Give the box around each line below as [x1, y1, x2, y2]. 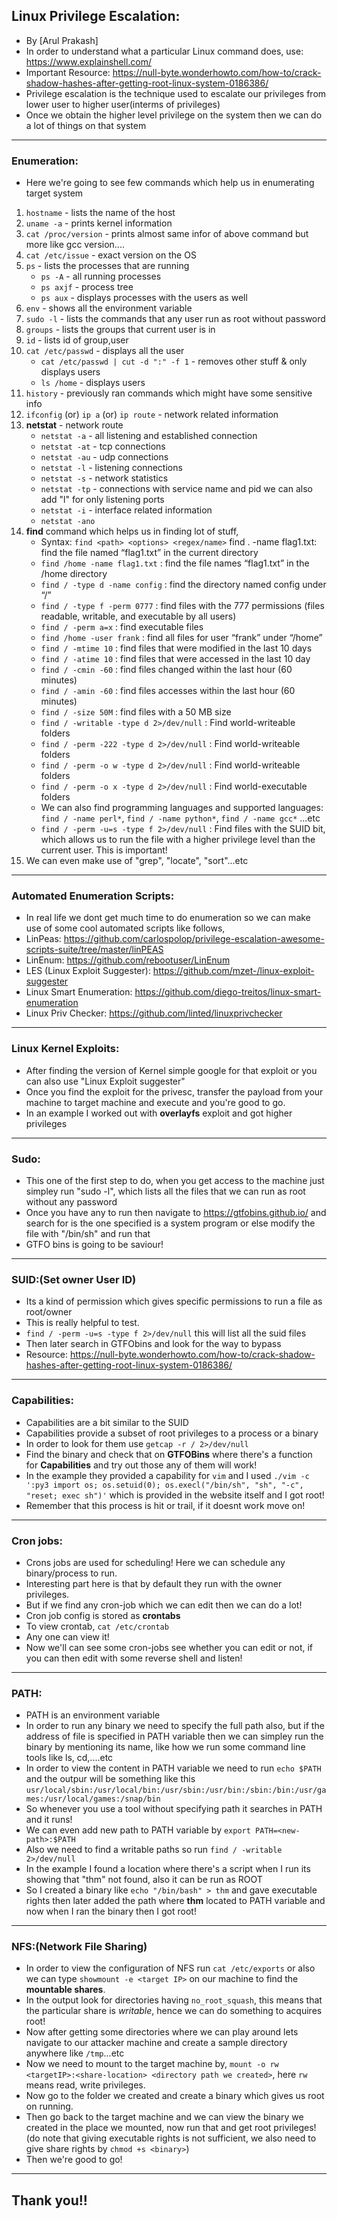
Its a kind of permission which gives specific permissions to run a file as [25, 1295, 323, 1308]
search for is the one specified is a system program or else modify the [25, 1217, 316, 1229]
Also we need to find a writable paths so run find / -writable [25, 1844, 283, 1856]
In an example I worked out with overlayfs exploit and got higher [25, 1107, 293, 1119]
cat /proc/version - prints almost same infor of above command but [25, 228, 309, 240]
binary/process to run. [25, 1567, 118, 1579]
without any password [25, 1196, 118, 1208]
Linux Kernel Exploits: [11, 1042, 120, 1056]
